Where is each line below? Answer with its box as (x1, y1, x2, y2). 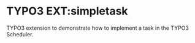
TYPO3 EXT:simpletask (6, 4, 128, 18)
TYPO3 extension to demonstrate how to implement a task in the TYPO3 (6, 24, 189, 31)
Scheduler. (6, 30, 34, 38)
